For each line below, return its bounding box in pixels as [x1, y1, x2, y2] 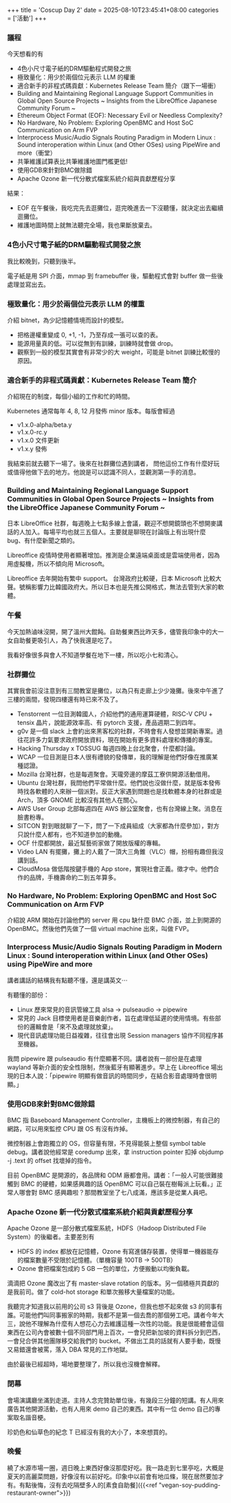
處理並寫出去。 [7, 280, 49, 288]
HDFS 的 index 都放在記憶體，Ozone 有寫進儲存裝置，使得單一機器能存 [16, 1248, 219, 1256]
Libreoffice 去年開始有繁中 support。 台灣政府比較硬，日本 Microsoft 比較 [7, 574, 216, 582]
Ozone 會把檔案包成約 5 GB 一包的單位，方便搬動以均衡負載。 [16, 1265, 194, 1273]
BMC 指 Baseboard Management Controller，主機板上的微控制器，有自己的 [7, 1115, 220, 1124]
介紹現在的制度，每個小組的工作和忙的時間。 [7, 392, 134, 401]
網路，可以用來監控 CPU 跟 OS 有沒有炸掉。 [7, 1124, 132, 1133]
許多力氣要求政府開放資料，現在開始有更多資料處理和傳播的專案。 [29, 736, 217, 744]
